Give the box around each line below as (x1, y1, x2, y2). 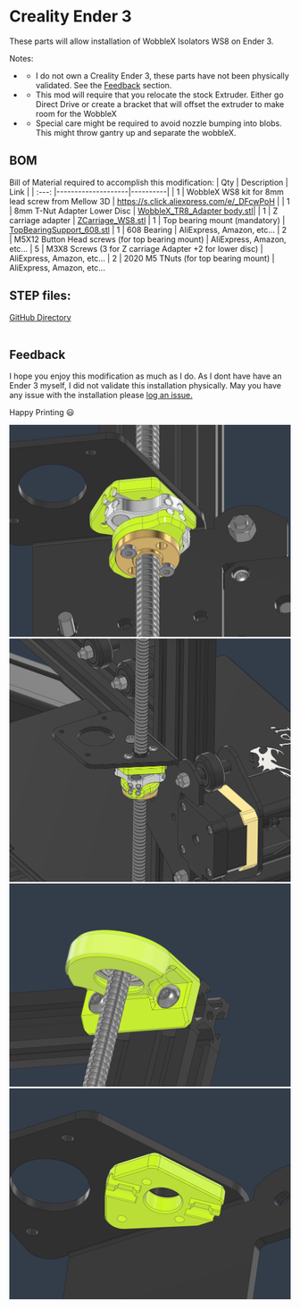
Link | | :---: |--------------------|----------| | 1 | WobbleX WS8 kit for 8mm (9, 186, 284, 197)
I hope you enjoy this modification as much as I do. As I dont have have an (9, 371, 282, 381)
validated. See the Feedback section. (35, 79, 172, 90)
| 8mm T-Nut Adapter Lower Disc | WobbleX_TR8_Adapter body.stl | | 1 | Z (9, 205, 279, 216)
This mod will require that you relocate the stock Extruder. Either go (35, 89, 284, 100)
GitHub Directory (9, 312, 71, 322)
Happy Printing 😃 (9, 407, 75, 418)
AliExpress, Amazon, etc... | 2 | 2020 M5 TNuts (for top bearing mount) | (9, 253, 275, 263)
